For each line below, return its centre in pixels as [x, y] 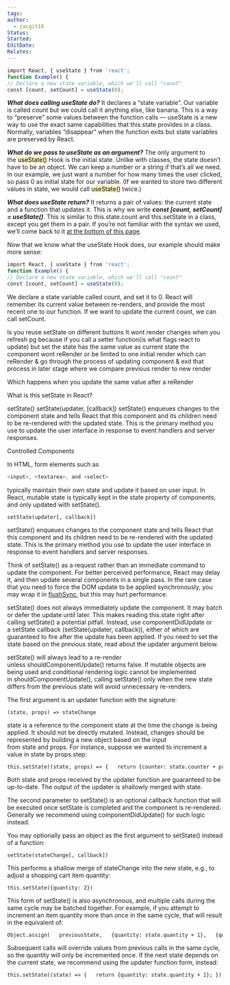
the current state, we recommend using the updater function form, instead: [113, 962]
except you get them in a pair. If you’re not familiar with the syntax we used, [114, 224]
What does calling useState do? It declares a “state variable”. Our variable [113, 103]
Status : [18, 33]
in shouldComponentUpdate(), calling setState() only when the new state [110, 679]
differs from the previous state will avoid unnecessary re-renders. [100, 686]
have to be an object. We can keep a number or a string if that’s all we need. [114, 167]
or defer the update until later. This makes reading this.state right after [106, 614]
